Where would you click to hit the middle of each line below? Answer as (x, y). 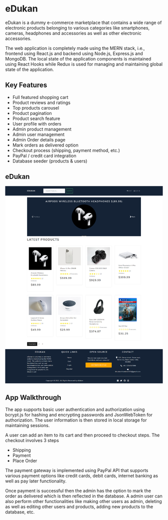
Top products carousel (35, 107)
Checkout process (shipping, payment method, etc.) (66, 150)
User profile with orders (37, 123)
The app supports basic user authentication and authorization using (75, 409)
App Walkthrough (33, 397)
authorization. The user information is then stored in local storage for (76, 420)
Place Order (25, 461)
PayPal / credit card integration (44, 155)
